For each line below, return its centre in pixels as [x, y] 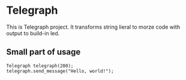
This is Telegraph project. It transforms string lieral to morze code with [93, 27]
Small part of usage [43, 52]
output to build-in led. [33, 33]
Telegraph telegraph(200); [40, 66]
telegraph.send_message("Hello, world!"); [60, 71]
